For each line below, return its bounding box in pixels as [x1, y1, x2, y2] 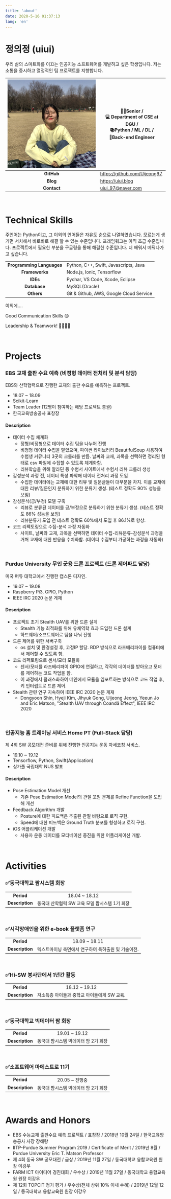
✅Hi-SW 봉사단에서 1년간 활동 [5, 971, 75, 978]
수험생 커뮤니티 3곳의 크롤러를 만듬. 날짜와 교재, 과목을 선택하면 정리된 [20, 453, 160, 459]
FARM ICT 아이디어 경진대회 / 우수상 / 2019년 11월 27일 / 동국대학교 [12, 1169, 148, 1175]
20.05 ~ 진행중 [57, 1076, 88, 1083]
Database [24, 283, 46, 289]
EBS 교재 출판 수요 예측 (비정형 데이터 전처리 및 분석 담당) [5, 370, 137, 377]
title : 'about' [5, 8, 38, 13]
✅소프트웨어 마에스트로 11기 [5, 1063, 70, 1070]
